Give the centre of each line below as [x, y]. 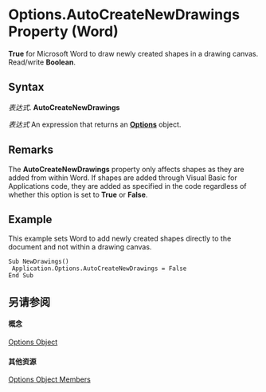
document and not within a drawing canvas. [80, 247]
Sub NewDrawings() [39, 262]
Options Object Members [50, 379]
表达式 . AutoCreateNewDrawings [64, 107]
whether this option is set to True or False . [78, 194]
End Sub [21, 276]
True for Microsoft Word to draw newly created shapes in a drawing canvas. [133, 53]
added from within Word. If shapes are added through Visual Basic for [123, 178]
